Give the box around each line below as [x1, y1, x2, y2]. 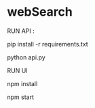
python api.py [7, 53, 45, 62]
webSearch [7, 4, 73, 20]
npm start [7, 93, 35, 101]
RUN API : [7, 27, 35, 35]
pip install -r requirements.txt [7, 40, 88, 48]
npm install [7, 79, 38, 87]
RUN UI [7, 66, 28, 75]
